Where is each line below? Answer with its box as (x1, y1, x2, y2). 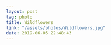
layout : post (6, 8, 38, 15)
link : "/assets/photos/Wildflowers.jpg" (6, 25, 106, 31)
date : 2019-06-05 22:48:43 (6, 30, 72, 36)
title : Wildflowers (6, 19, 54, 25)
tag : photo (6, 14, 33, 20)
